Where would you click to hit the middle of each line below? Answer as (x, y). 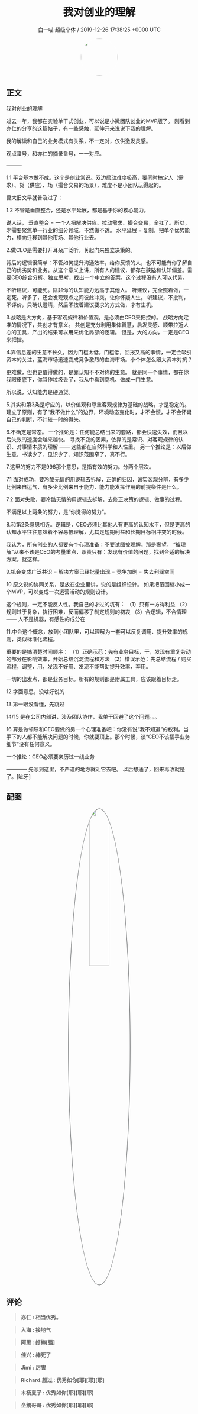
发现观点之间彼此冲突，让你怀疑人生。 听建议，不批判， (121, 297)
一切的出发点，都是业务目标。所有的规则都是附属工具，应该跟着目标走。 (94, 679)
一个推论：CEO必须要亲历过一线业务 (51, 756)
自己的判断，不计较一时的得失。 (45, 419)
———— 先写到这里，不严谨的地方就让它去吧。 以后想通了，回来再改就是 (95, 769)
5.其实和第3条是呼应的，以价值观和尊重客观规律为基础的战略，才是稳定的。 (98, 404)
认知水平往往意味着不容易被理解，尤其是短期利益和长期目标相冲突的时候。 (97, 532)
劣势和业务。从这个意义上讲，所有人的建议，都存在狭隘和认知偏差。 (104, 270)
